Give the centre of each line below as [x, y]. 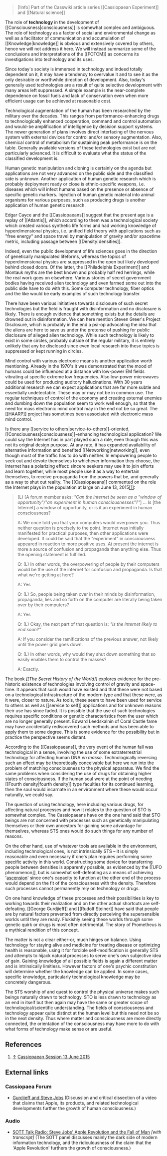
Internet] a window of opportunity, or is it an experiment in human [85, 508]
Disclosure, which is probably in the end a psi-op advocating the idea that [81, 325]
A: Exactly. [28, 669]
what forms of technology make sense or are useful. [59, 1029]
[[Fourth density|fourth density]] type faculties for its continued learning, [80, 784]
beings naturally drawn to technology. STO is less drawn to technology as [81, 997]
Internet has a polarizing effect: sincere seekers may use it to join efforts [80, 466]
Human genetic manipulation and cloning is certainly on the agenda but [79, 168]
